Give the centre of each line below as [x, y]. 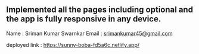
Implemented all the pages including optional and [100, 10]
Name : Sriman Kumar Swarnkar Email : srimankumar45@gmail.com [89, 33]
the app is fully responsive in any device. [84, 19]
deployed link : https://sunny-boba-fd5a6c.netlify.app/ [73, 45]
